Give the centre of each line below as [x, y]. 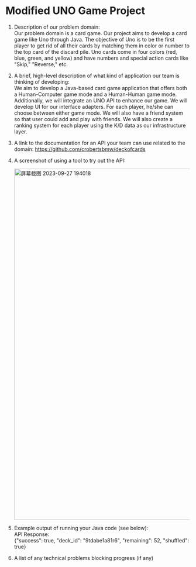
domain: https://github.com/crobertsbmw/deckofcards [80, 149]
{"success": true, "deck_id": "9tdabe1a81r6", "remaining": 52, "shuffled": [102, 540]
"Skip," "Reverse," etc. [41, 64]
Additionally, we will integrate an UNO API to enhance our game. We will [101, 100]
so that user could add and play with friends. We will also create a [93, 119]
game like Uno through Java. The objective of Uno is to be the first [94, 39]
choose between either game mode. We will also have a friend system [99, 113]
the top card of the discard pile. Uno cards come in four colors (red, [96, 51]
